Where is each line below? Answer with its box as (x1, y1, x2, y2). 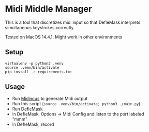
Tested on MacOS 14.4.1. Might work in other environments (5, 34, 122, 40)
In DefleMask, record (12, 121, 54, 127)
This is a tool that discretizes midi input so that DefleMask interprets (5, 19, 141, 25)
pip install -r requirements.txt (5, 69, 73, 74)
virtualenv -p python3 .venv (5, 61, 64, 66)
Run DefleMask (12, 106, 43, 112)
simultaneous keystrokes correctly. (5, 24, 75, 30)
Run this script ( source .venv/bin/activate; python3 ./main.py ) (12, 100, 141, 106)
